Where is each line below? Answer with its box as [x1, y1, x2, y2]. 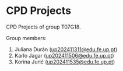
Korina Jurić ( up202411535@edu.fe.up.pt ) [14, 58, 115, 65]
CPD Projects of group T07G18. [6, 23, 81, 30]
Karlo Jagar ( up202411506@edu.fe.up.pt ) [14, 52, 115, 59]
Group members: [6, 34, 47, 41]
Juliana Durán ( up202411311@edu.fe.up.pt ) [14, 45, 118, 53]
